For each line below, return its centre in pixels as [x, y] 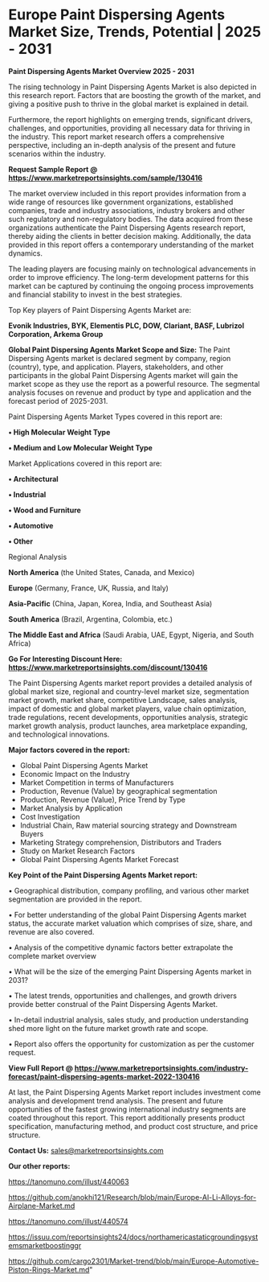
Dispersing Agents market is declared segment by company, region [120, 358]
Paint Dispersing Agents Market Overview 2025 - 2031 [102, 71]
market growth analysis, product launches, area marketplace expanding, [128, 725]
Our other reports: [39, 1166]
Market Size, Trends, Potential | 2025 [135, 32]
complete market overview [52, 955]
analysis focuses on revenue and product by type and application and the [130, 392]
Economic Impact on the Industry [75, 774]
